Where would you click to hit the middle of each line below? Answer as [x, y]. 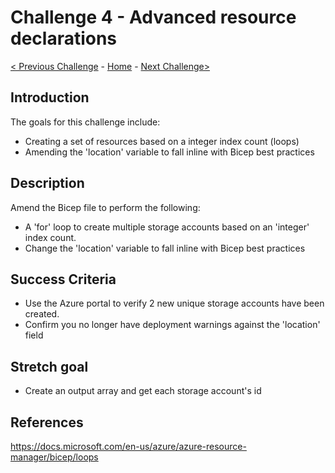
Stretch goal [49, 366]
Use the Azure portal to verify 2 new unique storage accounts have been [174, 303]
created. [42, 314]
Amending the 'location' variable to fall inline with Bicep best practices [169, 152]
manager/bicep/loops [54, 457]
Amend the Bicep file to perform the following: [105, 207]
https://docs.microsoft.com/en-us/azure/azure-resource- [128, 446]
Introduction [50, 97]
